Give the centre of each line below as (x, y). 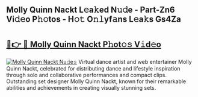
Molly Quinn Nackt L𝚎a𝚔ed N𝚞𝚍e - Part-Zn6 (91, 10)
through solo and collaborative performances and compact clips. (87, 75)
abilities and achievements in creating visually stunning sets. (81, 88)
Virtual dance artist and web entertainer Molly (135, 62)
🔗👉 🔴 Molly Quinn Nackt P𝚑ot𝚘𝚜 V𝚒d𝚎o (84, 44)
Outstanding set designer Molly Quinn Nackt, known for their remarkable (96, 81)
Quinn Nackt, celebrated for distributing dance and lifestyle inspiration (93, 68)
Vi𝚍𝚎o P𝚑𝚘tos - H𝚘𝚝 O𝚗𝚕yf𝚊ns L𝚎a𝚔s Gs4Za (94, 20)
